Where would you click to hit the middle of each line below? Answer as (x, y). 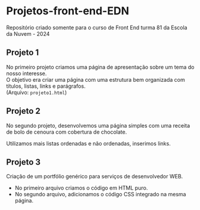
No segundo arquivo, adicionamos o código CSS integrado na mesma (100, 194)
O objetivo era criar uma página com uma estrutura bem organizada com (96, 79)
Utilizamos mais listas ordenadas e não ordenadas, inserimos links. (89, 143)
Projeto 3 (23, 162)
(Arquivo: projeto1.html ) (37, 92)
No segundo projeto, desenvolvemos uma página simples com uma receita (98, 125)
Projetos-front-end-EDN (68, 11)
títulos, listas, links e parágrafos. (46, 86)
